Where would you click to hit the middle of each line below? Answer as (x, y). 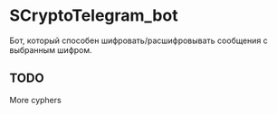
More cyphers (35, 100)
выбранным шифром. (51, 49)
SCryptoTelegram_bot (94, 16)
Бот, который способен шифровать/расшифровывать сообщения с (139, 40)
